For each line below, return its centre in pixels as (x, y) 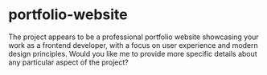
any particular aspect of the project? (68, 62)
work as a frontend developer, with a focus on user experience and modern (133, 45)
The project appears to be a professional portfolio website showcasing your (133, 37)
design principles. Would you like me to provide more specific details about (133, 53)
